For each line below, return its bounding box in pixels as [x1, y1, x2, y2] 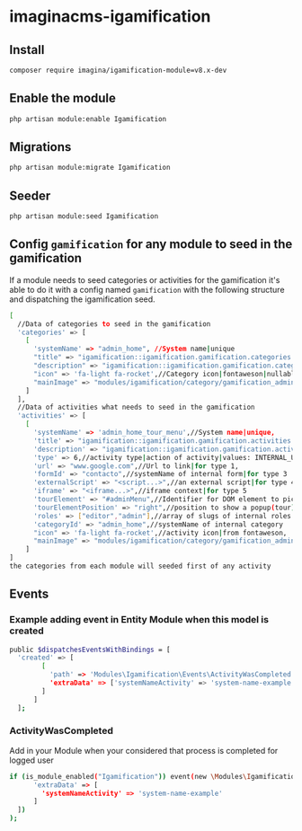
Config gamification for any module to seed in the [9, 236, 293, 252]
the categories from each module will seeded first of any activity [9, 561, 271, 570]
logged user [9, 755, 54, 765]
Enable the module [9, 91, 117, 106]
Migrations [9, 139, 72, 155]
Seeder [9, 188, 51, 203]
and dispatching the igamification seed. [9, 294, 155, 305]
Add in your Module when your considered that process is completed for [9, 745, 279, 756]
